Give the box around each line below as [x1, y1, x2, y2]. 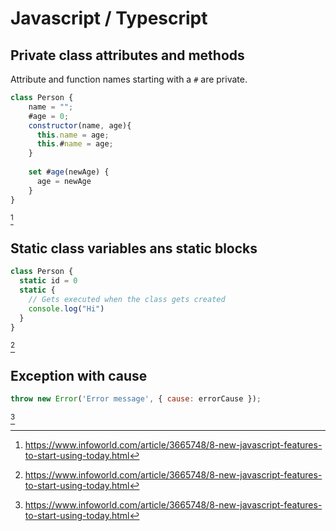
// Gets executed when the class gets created [28, 294, 226, 304]
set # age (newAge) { [28, 167, 110, 177]
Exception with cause [10, 367, 148, 384]
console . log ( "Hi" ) [28, 303, 105, 314]
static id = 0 [19, 276, 78, 286]
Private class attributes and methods [10, 47, 245, 64]
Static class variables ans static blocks [10, 240, 258, 257]
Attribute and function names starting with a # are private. [10, 73, 248, 85]
